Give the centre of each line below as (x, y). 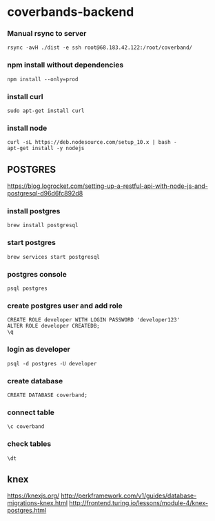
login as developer (39, 350)
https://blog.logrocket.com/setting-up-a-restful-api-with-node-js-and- (107, 186)
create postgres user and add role (65, 306)
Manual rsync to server (47, 34)
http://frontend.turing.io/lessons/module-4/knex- (139, 503)
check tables (29, 444)
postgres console (37, 274)
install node (27, 128)
